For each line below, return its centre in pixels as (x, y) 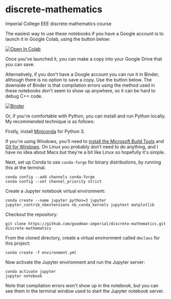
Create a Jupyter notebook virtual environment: (55, 191)
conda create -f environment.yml (41, 252)
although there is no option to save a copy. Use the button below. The (79, 79)
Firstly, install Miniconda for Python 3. (45, 131)
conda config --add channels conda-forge (50, 177)
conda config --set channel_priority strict (54, 181)
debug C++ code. (24, 96)
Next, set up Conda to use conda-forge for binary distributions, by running (83, 162)
